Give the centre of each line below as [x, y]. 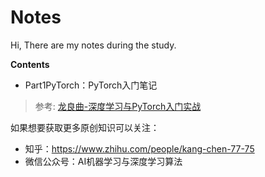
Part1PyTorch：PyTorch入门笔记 [91, 85]
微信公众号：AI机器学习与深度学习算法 [103, 161]
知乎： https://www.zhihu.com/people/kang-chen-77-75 [139, 148]
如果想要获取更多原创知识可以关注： [85, 127]
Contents [30, 64]
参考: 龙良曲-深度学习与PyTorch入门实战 [118, 106]
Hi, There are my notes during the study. [93, 45]
